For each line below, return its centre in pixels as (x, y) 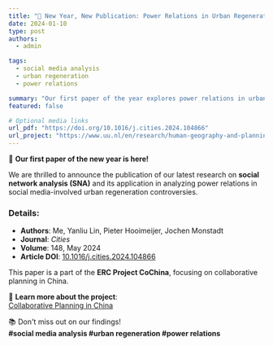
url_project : (30, 136)
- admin (29, 46)
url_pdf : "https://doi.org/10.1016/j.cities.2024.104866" (108, 128)
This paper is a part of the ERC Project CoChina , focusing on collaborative (133, 273)
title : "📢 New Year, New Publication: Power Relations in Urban (119, 16)
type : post (27, 31)
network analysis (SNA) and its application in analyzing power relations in (133, 183)
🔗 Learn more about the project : (63, 297)
